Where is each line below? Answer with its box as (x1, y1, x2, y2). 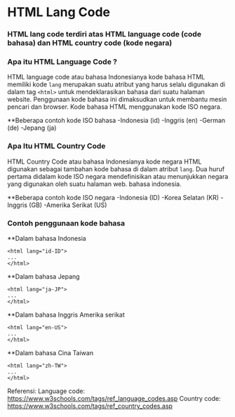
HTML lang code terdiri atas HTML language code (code (7, 29, 202, 39)
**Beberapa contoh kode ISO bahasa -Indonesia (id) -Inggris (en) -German (7, 117, 226, 125)
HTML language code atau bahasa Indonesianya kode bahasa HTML (7, 73, 206, 81)
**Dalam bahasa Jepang (7, 272, 80, 281)
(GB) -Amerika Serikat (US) (29, 201, 107, 209)
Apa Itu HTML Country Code (7, 141, 106, 151)
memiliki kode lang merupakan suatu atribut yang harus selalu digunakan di (7, 80, 226, 88)
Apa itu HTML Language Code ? (7, 57, 118, 67)
